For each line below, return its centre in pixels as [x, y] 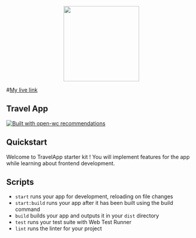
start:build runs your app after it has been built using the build [94, 203]
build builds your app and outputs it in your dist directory [87, 216]
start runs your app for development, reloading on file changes [94, 196]
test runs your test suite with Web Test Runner [73, 222]
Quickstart [27, 142]
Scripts [20, 182]
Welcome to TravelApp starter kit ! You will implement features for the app [98, 157]
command [27, 209]
